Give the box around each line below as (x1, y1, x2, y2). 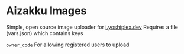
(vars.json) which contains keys (6, 29, 83, 36)
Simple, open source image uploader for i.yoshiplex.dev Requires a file (6, 23, 179, 31)
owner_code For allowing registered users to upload (6, 41, 130, 48)
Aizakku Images (6, 4, 87, 18)
